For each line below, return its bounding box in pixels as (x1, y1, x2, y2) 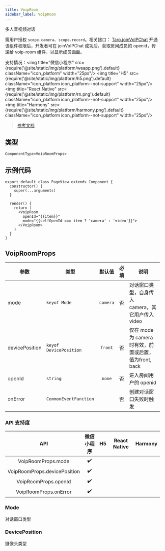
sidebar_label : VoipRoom (5, 12, 56, 17)
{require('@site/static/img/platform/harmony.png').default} (5, 107, 124, 113)
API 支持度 (5, 419, 30, 426)
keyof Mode (46, 300, 72, 305)
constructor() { (9, 184, 43, 189)
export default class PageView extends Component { (5, 180, 113, 185)
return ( (14, 205, 32, 210)
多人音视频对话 (5, 26, 35, 32)
